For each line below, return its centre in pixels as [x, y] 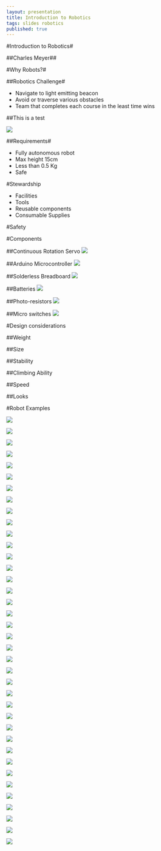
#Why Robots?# [26, 70]
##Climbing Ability [29, 373]
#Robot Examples [28, 408]
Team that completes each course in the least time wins [85, 106]
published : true [27, 29]
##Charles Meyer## [31, 58]
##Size [15, 350]
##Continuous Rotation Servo [43, 251]
